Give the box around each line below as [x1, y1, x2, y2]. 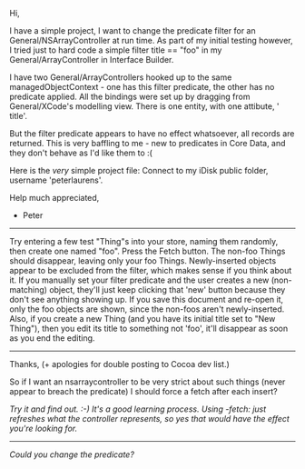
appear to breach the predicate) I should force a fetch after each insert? [9, 386, 279, 396]
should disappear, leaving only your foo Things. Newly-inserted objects [9, 255, 277, 266]
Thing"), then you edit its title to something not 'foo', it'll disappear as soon [9, 323, 289, 334]
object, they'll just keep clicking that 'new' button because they [49, 284, 286, 294]
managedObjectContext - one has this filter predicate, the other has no [9, 82, 275, 92]
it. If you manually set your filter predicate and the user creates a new [9, 274, 270, 285]
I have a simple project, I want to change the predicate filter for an [9, 25, 256, 35]
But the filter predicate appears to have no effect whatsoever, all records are [9, 128, 295, 139]
